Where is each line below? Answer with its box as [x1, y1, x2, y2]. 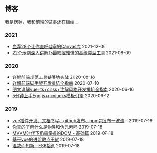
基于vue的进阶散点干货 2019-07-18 [12, 136, 84, 142]
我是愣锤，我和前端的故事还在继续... [5, 19, 79, 25]
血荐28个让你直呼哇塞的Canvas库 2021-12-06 [12, 44, 106, 50]
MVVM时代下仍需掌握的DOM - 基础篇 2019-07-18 [12, 130, 114, 136]
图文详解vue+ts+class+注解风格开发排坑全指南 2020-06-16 [12, 86, 134, 93]
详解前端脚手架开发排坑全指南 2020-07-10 [12, 80, 99, 86]
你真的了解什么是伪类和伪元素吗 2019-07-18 [12, 124, 103, 130]
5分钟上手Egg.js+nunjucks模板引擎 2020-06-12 [12, 93, 110, 99]
